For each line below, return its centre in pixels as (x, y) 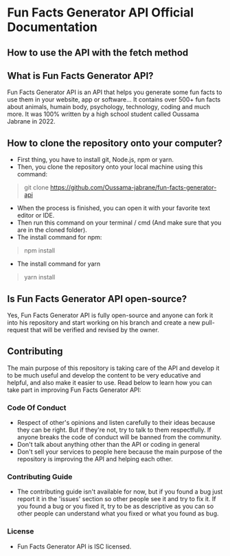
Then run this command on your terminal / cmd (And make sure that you (119, 223)
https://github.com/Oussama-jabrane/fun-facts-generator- (134, 187)
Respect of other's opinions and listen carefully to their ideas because (116, 423)
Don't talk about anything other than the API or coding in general (108, 445)
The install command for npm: (59, 238)
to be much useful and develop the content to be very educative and (104, 375)
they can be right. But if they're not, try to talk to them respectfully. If (114, 430)
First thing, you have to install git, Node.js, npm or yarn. (95, 160)
